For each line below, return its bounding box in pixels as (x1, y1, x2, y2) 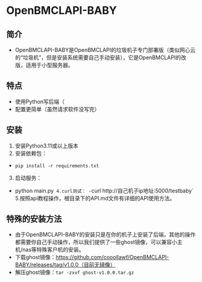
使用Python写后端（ (14, 98, 65, 105)
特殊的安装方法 (6, 214, 62, 224)
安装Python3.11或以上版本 (14, 142, 78, 149)
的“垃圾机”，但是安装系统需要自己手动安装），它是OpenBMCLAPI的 (14, 54, 181, 61)
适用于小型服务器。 (25, 62, 74, 68)
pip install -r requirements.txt (14, 162, 99, 169)
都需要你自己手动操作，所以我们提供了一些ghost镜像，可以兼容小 (14, 239, 178, 246)
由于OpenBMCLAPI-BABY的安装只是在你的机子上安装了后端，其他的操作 (14, 231, 196, 239)
